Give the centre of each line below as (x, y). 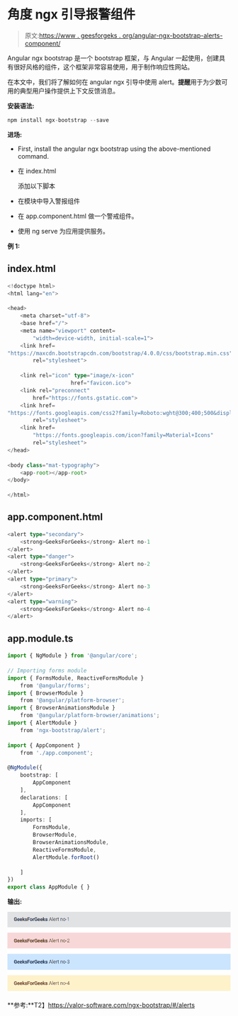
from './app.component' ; (57, 753)
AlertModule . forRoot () (66, 857)
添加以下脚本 (36, 185)
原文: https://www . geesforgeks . (73, 35)
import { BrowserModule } (45, 693)
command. (33, 156)
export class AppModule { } (49, 887)
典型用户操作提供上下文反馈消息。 (69, 91)
